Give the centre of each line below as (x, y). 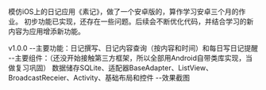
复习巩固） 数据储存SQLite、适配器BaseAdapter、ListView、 (114, 68)
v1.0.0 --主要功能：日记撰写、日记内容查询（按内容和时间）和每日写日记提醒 (133, 48)
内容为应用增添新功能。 (46, 31)
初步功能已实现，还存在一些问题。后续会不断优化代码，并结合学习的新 (139, 21)
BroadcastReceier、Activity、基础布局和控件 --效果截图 (99, 78)
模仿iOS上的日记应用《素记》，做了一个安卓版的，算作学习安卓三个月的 (124, 11)
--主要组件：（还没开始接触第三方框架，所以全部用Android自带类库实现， (127, 58)
